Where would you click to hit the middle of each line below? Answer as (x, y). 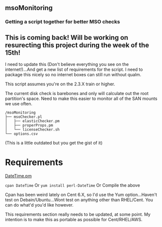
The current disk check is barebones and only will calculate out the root (77, 94)
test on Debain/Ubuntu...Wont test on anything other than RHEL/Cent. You (79, 200)
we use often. (19, 104)
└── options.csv (21, 134)
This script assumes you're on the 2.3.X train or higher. (60, 84)
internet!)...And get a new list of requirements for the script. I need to (74, 69)
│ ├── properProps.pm (29, 126)
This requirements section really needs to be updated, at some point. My (78, 214)
